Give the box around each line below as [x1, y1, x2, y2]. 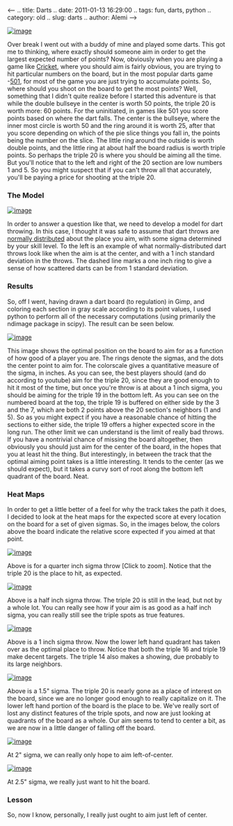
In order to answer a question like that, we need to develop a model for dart [7, 220, 223, 228]
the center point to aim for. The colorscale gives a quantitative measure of [7, 361, 219, 369]
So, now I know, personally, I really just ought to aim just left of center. [7, 811, 208, 819]
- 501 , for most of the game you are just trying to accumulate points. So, [7, 77, 212, 86]
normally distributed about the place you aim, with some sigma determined [7, 234, 222, 243]
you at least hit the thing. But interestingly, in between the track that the [7, 450, 212, 458]
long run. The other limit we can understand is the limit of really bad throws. [7, 428, 225, 436]
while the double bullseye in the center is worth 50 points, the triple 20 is [7, 99, 216, 107]
